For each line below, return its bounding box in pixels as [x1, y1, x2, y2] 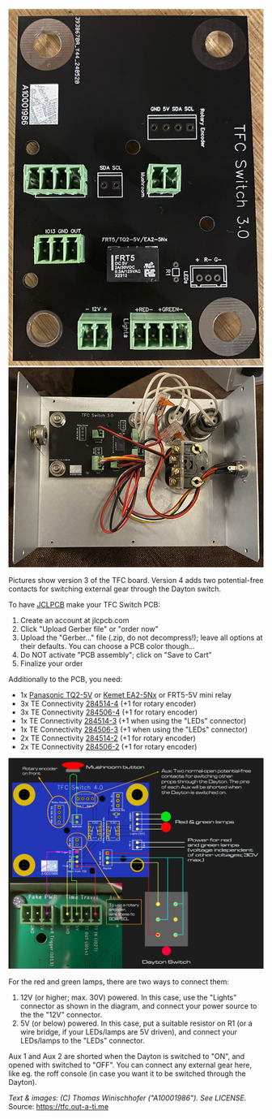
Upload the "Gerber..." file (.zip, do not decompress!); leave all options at [19, 633, 263, 642]
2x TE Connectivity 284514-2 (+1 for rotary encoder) [19, 733, 196, 743]
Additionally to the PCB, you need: [8, 675, 123, 685]
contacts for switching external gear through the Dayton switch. [8, 584, 221, 594]
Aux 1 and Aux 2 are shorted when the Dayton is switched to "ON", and [8, 1052, 245, 1061]
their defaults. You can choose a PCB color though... [19, 642, 196, 651]
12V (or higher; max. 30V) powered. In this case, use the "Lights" [19, 992, 237, 1003]
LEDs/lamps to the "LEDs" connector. [19, 1036, 145, 1046]
